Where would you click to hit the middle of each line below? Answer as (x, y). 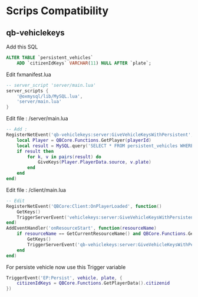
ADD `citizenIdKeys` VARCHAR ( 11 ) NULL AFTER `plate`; (84, 63)
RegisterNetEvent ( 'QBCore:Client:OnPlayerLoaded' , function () (84, 206)
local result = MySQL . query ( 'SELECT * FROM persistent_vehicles (97, 146)
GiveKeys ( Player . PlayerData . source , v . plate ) (94, 162)
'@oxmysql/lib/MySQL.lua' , (50, 96)
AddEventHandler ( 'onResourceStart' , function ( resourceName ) (82, 229)
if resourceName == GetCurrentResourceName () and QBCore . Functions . (103, 234)
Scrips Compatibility (57, 11)
